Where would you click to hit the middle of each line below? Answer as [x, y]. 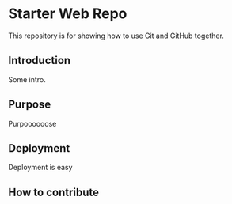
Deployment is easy [40, 168]
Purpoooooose [32, 123]
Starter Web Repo [68, 14]
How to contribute [54, 192]
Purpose [30, 105]
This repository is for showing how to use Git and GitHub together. [116, 36]
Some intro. [27, 79]
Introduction [40, 60]
